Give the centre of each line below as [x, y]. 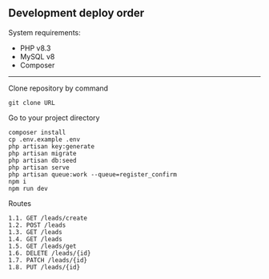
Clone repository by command [58, 88]
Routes [20, 203]
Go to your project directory [54, 117]
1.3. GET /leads [35, 232]
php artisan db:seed [43, 160]
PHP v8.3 [35, 48]
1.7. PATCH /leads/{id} [48, 260]
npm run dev [28, 188]
